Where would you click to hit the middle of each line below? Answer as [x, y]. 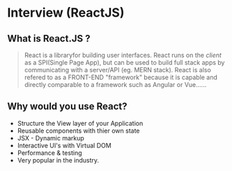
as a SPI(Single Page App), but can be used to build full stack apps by [124, 63]
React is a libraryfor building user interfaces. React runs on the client [123, 55]
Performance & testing [49, 153]
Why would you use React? [67, 107]
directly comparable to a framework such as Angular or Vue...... [115, 84]
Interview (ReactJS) [66, 13]
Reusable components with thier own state [79, 131]
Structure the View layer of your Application [80, 123]
